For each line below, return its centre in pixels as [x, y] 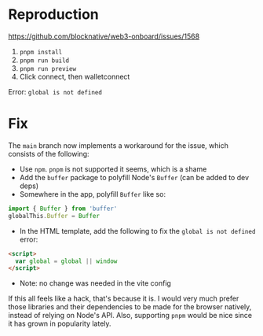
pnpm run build [44, 61]
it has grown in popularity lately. [60, 323]
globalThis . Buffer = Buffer [54, 216]
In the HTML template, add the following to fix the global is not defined [137, 231]
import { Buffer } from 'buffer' [63, 209]
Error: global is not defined [55, 91]
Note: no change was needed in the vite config [95, 283]
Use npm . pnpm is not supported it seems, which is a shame [113, 169]
